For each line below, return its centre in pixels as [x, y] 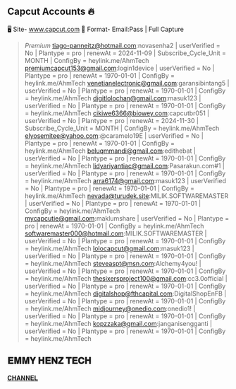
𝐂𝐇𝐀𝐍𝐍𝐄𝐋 [23, 378]
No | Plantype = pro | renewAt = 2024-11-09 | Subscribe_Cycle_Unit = [125, 53]
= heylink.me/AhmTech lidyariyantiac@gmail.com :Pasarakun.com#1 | [125, 166]
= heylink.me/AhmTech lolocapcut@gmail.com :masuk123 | [110, 248]
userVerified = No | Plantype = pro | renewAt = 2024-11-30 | [112, 120]
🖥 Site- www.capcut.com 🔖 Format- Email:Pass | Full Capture [96, 29]
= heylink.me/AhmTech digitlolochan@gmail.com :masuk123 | [113, 98]
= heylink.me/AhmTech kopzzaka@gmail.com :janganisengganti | [118, 323]
